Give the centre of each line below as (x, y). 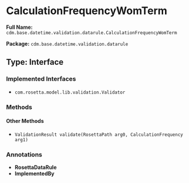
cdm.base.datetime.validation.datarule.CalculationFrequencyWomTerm (92, 33)
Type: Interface (35, 62)
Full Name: (19, 27)
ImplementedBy (34, 174)
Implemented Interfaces (41, 79)
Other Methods (25, 121)
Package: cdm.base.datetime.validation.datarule (67, 44)
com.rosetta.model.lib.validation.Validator (70, 92)
